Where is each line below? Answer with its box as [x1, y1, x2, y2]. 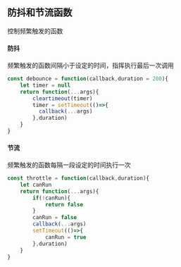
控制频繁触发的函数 [7, 27, 63, 35]
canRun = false [32, 214, 77, 221]
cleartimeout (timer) [32, 94, 93, 102]
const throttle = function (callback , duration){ [7, 175, 150, 182]
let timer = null [20, 82, 71, 89]
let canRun [20, 181, 52, 188]
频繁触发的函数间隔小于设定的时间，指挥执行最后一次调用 [7, 61, 174, 70]
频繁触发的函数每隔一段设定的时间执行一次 [7, 161, 131, 169]
